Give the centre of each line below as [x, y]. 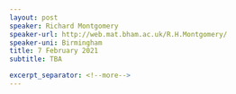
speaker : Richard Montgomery [64, 26]
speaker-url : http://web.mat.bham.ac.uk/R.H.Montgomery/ [118, 34]
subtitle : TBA [36, 59]
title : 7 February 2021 [54, 51]
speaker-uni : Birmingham [56, 43]
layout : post [34, 17]
